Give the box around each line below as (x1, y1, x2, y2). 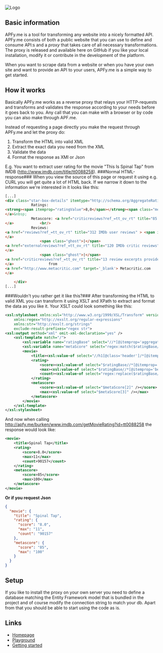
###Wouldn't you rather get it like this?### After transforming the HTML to (5, 293, 155, 299)
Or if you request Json (5, 494, 51, 501)
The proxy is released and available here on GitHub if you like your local (5, 47, 149, 53)
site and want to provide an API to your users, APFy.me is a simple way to (5, 67, 152, 73)
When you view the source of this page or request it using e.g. (33, 174, 158, 180)
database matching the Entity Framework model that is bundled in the (5, 594, 144, 600)
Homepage (12, 632, 35, 637)
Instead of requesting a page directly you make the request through (5, 124, 140, 130)
